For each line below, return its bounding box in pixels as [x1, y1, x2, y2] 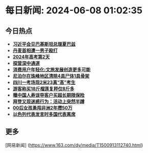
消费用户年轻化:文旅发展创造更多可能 [12, 67, 91, 72]
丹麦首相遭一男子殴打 [12, 47, 58, 54]
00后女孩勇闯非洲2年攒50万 [12, 105, 72, 111]
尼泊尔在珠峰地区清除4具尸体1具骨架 [12, 73, 90, 79]
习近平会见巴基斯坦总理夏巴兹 [12, 41, 76, 47]
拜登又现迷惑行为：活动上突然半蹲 [12, 98, 85, 105]
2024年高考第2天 [12, 54, 50, 60]
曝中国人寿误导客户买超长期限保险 [12, 92, 85, 98]
